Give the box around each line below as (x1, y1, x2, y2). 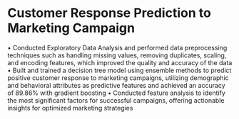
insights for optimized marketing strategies (7, 103, 133, 112)
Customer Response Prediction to (7, 5, 212, 21)
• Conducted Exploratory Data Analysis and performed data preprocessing (7, 43, 228, 52)
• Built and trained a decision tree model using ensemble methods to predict (7, 66, 232, 74)
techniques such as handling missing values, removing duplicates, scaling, (7, 51, 227, 59)
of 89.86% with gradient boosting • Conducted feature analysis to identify (7, 89, 226, 97)
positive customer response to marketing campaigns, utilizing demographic (7, 73, 230, 82)
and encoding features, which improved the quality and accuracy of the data (7, 58, 233, 67)
